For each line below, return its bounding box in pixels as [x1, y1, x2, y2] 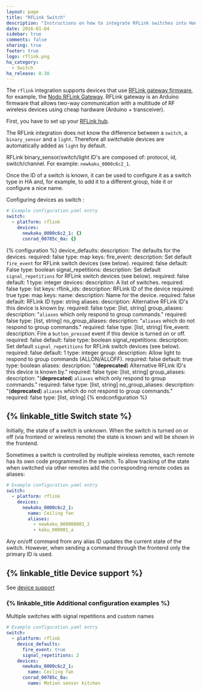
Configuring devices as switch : [6, 196, 85, 203]
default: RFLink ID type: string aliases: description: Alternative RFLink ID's [6, 298, 188, 305]
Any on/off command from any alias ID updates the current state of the [6, 538, 182, 545]
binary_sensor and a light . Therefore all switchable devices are [6, 136, 164, 143]
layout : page [6, 8, 39, 15]
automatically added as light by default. [6, 142, 107, 149]
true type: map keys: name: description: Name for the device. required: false [6, 291, 195, 298]
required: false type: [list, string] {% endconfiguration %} [6, 393, 147, 401]
